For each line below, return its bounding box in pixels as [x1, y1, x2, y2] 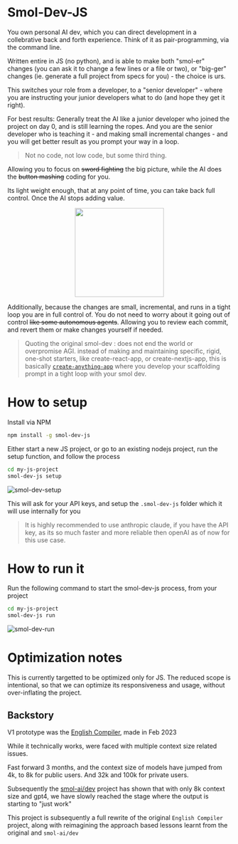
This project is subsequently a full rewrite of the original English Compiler [7, 813, 224, 822]
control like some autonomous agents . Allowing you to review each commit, [7, 317, 229, 326]
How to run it [7, 560, 85, 576]
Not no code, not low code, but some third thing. [24, 151, 167, 159]
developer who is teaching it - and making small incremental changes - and [7, 130, 228, 138]
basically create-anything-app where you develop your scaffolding [24, 362, 220, 370]
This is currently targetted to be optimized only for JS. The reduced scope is [7, 673, 231, 682]
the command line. [7, 43, 62, 51]
